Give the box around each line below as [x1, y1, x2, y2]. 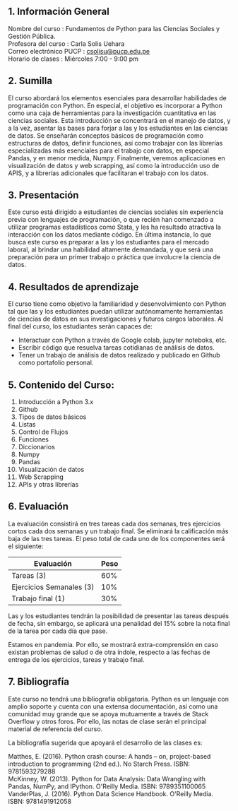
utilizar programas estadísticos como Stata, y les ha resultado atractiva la [8, 223, 222, 232]
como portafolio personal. [18, 358, 94, 367]
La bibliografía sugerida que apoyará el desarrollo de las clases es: [8, 738, 203, 747]
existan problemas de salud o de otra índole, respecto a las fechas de [8, 648, 210, 656]
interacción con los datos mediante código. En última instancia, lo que [8, 230, 212, 239]
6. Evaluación [8, 501, 69, 513]
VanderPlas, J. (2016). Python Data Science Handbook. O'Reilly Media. [8, 789, 214, 798]
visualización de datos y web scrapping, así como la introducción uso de [8, 161, 220, 170]
